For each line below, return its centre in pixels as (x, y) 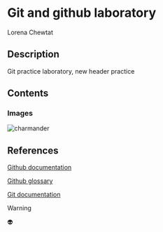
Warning (19, 208)
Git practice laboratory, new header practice (71, 71)
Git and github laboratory (81, 13)
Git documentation (34, 195)
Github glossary (30, 181)
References (33, 150)
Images (20, 114)
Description (33, 54)
